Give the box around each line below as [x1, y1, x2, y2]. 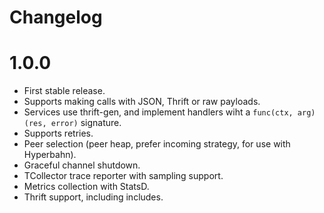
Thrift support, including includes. [23, 191, 164, 203]
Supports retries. [23, 127, 94, 140]
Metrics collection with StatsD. [23, 181, 150, 193]
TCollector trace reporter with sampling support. [23, 170, 224, 182]
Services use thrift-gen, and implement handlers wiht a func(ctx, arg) [23, 106, 316, 118]
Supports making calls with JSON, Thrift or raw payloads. [23, 96, 261, 108]
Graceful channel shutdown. [23, 159, 141, 171]
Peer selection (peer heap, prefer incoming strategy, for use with [23, 138, 291, 150]
